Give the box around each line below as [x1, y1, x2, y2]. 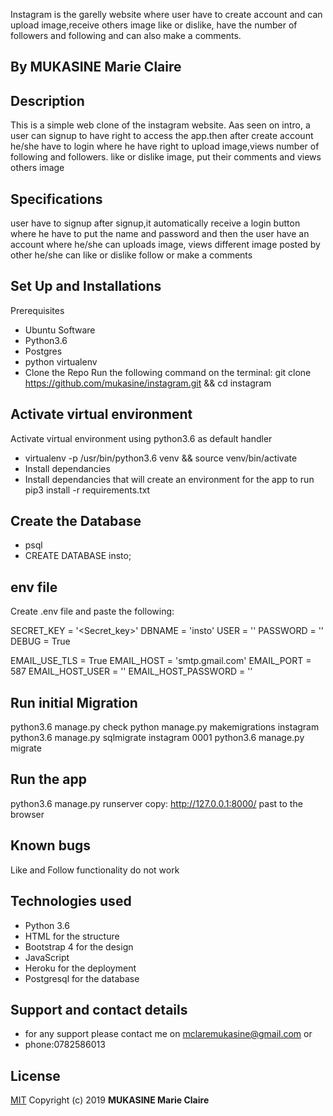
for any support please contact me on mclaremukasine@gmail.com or [24, 1028, 313, 1040]
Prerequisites [10, 304, 65, 316]
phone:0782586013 [24, 1039, 106, 1051]
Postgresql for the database [24, 972, 140, 984]
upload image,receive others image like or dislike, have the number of [10, 19, 298, 31]
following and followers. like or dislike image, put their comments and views [10, 151, 322, 163]
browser [10, 808, 45, 820]
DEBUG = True [10, 635, 71, 648]
